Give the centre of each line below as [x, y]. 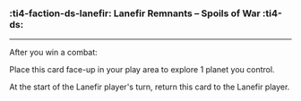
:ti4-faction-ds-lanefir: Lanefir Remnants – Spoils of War [135, 13]
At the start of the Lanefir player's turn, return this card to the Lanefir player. [150, 87]
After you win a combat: [54, 53]
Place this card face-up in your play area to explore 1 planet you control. [142, 70]
